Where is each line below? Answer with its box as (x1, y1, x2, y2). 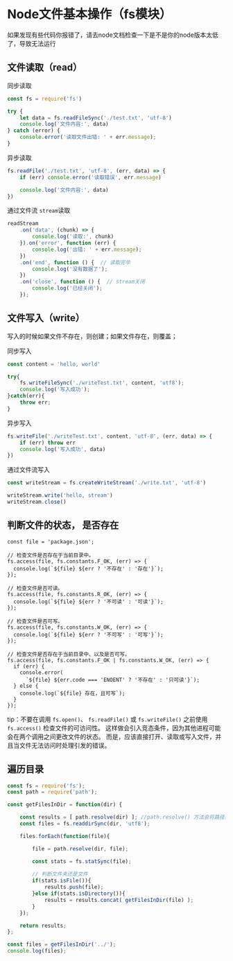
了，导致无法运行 (7, 39, 56, 47)
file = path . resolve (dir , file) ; (32, 845, 129, 852)
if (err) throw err (19, 439, 76, 446)
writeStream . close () (7, 498, 67, 506)
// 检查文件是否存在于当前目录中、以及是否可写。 (7, 650, 130, 657)
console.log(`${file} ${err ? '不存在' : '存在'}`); (13, 565, 164, 572)
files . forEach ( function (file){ (19, 832, 110, 839)
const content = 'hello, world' (7, 361, 101, 368)
